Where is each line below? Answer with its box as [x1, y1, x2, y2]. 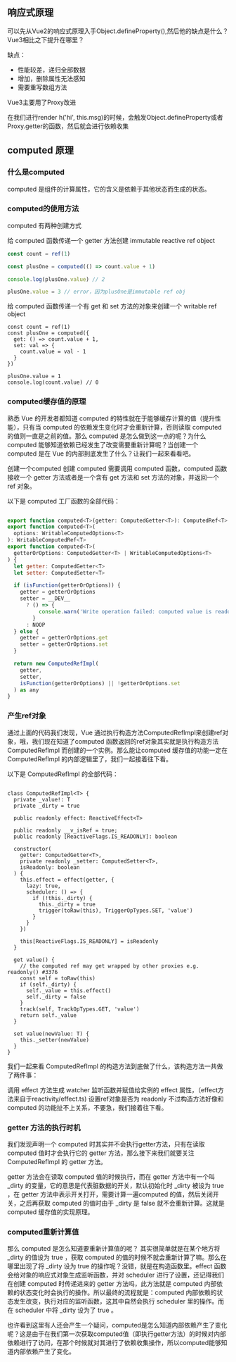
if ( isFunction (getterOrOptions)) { [13, 582, 121, 589]
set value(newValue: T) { [13, 1030, 90, 1037]
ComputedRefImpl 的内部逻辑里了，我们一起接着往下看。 [7, 754, 172, 763]
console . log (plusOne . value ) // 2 [7, 275, 105, 283]
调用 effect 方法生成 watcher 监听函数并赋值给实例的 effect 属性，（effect [7, 1085, 218, 1094]
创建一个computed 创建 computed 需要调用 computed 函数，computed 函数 [7, 464, 228, 473]
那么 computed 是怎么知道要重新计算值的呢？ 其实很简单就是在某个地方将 [7, 1244, 221, 1253]
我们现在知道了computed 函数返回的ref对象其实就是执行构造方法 [31, 737, 219, 745]
